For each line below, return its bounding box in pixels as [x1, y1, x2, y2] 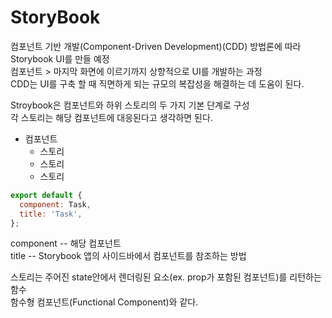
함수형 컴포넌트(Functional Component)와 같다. [10, 296, 199, 308]
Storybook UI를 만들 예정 [10, 52, 110, 65]
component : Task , [19, 199, 92, 210]
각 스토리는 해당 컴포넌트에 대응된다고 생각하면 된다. [10, 111, 213, 123]
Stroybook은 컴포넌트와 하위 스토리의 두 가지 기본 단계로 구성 [10, 99, 250, 111]
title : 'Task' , [19, 209, 83, 219]
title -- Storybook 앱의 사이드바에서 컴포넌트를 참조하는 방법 [10, 250, 247, 262]
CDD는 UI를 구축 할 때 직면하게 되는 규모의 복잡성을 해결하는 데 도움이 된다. [10, 77, 305, 90]
